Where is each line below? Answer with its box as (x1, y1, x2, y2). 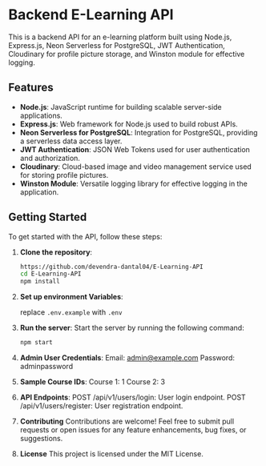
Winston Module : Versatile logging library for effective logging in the (19, 179, 248, 188)
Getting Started (8, 211, 87, 224)
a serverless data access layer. (19, 136, 123, 146)
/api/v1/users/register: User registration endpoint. (19, 401, 183, 411)
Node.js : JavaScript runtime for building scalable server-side (19, 102, 222, 111)
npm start (19, 339, 54, 347)
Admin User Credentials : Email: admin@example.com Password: (19, 353, 235, 363)
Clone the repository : (19, 247, 93, 257)
